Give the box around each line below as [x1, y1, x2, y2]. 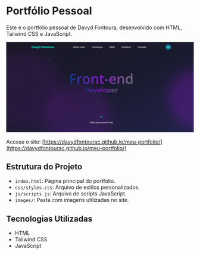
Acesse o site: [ [6, 138, 45, 145]
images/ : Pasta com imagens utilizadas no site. [14, 197, 129, 204]
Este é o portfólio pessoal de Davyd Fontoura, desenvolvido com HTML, [6, 24, 183, 31]
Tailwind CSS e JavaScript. [6, 30, 73, 37]
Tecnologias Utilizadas [6, 213, 93, 224]
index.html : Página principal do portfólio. [14, 178, 116, 185]
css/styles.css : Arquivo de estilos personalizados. [14, 184, 140, 191]
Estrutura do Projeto [6, 161, 83, 172]
